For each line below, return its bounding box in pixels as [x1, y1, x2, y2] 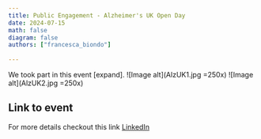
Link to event [8, 101, 74, 115]
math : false [8, 26, 47, 34]
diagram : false [8, 33, 59, 42]
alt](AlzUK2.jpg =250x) [8, 78, 84, 88]
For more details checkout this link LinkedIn [8, 122, 150, 131]
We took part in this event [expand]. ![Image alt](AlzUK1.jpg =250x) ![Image [8, 70, 254, 79]
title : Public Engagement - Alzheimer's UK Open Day [8, 11, 186, 20]
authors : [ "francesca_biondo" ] [8, 41, 112, 49]
